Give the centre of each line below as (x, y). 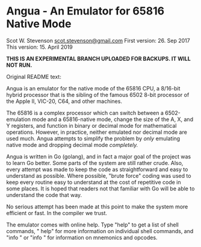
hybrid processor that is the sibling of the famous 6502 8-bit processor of (98, 95)
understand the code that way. (44, 195)
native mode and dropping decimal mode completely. (72, 145)
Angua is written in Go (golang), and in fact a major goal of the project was (99, 156)
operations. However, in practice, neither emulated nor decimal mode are (97, 132)
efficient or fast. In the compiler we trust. (57, 213)
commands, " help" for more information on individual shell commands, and (100, 231)
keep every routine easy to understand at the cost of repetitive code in (94, 182)
